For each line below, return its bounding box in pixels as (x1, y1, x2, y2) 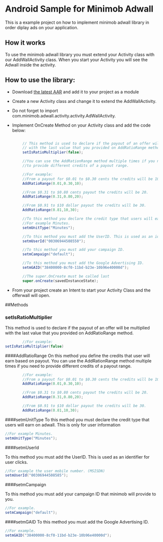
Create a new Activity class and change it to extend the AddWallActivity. (12, 98, 157, 104)
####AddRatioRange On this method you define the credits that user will (5, 353, 150, 359)
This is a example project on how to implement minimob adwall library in (5, 19, 149, 25)
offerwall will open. (12, 292, 50, 298)
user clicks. (5, 459, 28, 465)
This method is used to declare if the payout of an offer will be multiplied (5, 325, 150, 330)
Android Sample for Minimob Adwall (5, 3, 154, 15)
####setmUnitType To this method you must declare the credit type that (5, 416, 149, 423)
